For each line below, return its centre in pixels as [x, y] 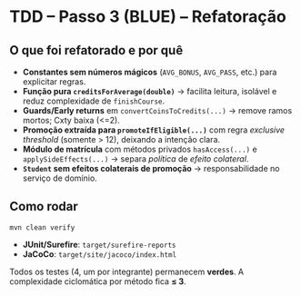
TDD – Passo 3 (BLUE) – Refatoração [148, 17]
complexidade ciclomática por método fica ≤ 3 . [98, 281]
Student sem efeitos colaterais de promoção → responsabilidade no [151, 168]
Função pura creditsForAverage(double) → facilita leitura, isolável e [150, 91]
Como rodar [44, 207]
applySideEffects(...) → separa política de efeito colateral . [135, 159]
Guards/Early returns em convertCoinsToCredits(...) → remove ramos [157, 110]
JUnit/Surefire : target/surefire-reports [99, 244]
